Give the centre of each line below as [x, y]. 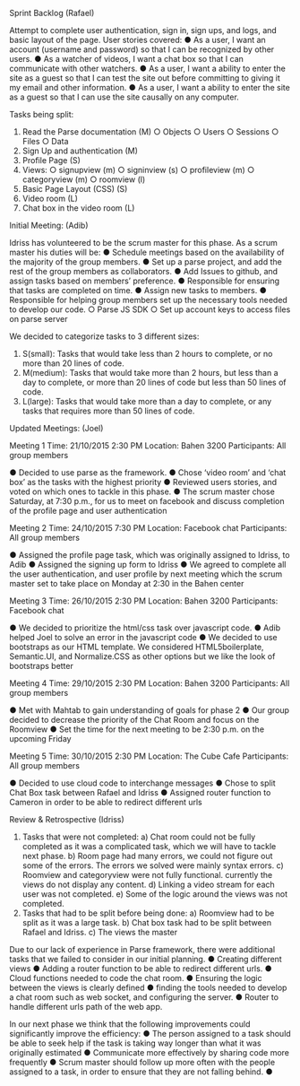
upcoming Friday [40, 738]
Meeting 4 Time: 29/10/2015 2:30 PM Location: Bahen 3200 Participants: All [150, 683]
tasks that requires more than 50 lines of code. [108, 411]
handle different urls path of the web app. [86, 1007]
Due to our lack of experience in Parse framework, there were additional [142, 949]
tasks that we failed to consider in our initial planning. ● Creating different [146, 959]
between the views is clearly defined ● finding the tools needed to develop [148, 987]
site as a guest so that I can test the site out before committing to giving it [145, 78]
